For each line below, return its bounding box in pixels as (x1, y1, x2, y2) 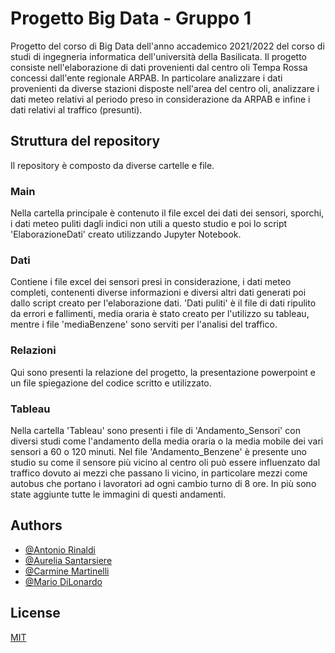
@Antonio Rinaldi (24, 543, 96, 556)
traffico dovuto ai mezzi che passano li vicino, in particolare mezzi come (10, 467, 308, 479)
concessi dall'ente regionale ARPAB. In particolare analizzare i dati (10, 72, 283, 84)
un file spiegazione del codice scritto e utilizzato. (10, 377, 212, 389)
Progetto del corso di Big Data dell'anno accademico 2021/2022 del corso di (10, 40, 325, 52)
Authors (10, 517, 63, 534)
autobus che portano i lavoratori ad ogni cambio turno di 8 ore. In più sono (10, 477, 317, 489)
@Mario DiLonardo (24, 575, 103, 587)
